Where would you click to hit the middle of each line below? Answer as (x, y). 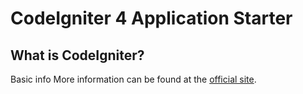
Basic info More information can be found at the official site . (133, 79)
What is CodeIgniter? (77, 55)
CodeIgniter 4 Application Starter (151, 18)
